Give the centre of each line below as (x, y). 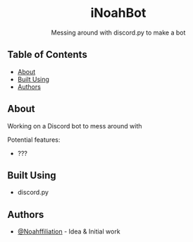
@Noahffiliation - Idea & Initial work (69, 231)
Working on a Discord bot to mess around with (75, 126)
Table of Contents (48, 55)
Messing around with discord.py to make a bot (118, 32)
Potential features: (34, 140)
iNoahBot (118, 13)
